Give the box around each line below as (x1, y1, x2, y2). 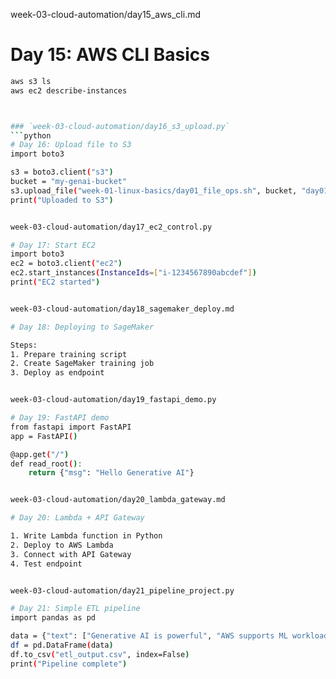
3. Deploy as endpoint (10, 368, 105, 378)
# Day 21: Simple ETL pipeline (10, 604, 141, 614)
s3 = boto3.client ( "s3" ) (10, 167, 114, 178)
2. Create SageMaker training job (10, 359, 155, 369)
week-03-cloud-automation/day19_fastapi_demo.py (10, 395, 217, 405)
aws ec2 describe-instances (10, 85, 128, 96)
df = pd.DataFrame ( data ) (10, 640, 114, 651)
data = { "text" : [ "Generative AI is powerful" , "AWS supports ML (10, 631, 288, 641)
